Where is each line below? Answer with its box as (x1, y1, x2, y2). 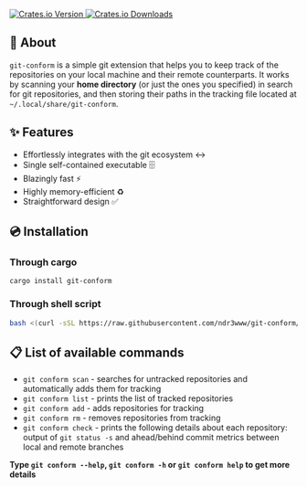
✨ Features (9, 124, 74, 141)
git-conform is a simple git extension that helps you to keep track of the (9, 59, 279, 70)
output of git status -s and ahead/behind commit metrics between (22, 432, 280, 443)
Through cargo (9, 256, 78, 269)
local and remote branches (22, 441, 124, 452)
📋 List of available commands (9, 344, 185, 360)
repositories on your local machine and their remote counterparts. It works (9, 69, 290, 79)
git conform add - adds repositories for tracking (22, 403, 204, 414)
